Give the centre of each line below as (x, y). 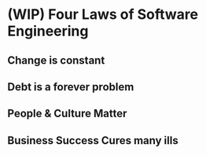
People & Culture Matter (67, 114)
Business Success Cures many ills (93, 140)
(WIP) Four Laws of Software (103, 15)
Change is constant (56, 60)
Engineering (48, 31)
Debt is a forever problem (71, 87)
